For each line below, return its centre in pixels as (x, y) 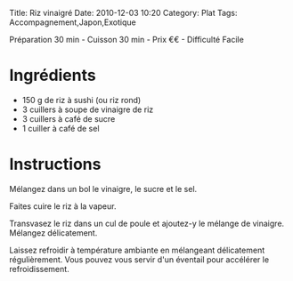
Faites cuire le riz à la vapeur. (63, 206)
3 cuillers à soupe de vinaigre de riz (88, 109)
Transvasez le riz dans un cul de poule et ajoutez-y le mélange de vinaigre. (147, 223)
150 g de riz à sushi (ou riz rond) (81, 100)
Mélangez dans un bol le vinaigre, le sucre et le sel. (103, 189)
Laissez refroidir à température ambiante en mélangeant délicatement (137, 250)
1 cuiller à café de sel (61, 128)
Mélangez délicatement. (53, 233)
